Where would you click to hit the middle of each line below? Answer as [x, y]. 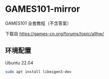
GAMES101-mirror [43, 9]
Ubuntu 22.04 [19, 63]
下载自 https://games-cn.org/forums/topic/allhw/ [55, 33]
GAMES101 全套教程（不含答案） [38, 23]
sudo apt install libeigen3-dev [38, 72]
